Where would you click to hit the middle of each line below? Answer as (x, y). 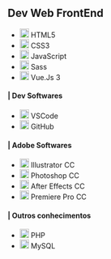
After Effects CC (58, 186)
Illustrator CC (53, 165)
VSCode (44, 116)
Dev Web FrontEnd (56, 13)
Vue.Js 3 (45, 77)
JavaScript (48, 56)
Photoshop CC (55, 176)
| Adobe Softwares (40, 145)
